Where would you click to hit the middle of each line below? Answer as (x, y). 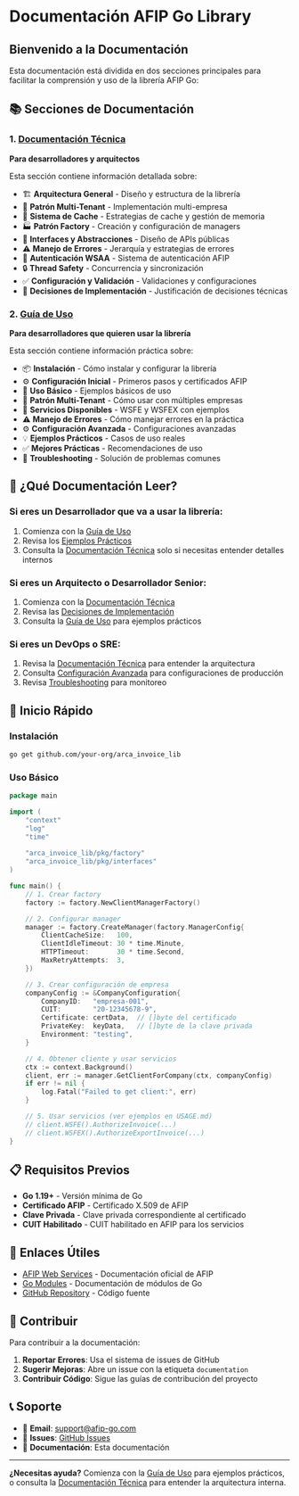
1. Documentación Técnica (68, 139)
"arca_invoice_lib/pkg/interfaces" (91, 862)
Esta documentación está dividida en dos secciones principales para (135, 70)
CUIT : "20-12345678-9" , (99, 1010)
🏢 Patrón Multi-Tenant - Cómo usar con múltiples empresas (132, 400)
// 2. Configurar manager (73, 919)
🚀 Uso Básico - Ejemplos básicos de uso (97, 391)
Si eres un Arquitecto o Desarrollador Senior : (108, 583)
